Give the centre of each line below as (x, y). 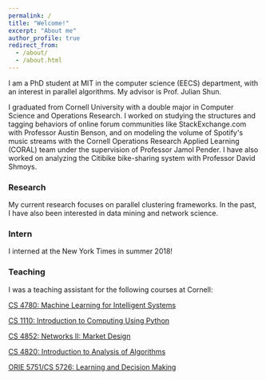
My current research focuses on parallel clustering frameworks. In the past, (133, 205)
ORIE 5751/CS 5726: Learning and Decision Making (92, 367)
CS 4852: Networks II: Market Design (69, 336)
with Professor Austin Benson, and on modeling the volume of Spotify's (126, 132)
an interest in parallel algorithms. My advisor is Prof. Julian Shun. (115, 91)
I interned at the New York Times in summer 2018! (91, 251)
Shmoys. (23, 166)
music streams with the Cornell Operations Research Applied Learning (124, 141)
